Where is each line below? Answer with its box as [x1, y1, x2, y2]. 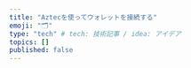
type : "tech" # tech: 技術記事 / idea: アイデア [9, 29, 182, 38]
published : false [9, 46, 74, 55]
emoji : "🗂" [9, 21, 53, 30]
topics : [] [9, 37, 50, 47]
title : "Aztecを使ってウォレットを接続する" [9, 12, 158, 22]
